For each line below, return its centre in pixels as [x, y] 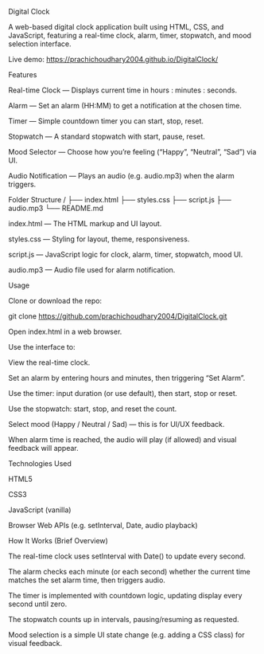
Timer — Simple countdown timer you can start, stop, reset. [106, 121]
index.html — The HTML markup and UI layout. [85, 223]
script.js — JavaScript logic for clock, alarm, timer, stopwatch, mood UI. [126, 255]
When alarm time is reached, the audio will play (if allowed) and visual [122, 440]
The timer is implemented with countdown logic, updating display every [125, 595]
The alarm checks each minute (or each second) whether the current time [129, 572]
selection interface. [40, 44]
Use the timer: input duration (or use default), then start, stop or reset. [123, 393]
